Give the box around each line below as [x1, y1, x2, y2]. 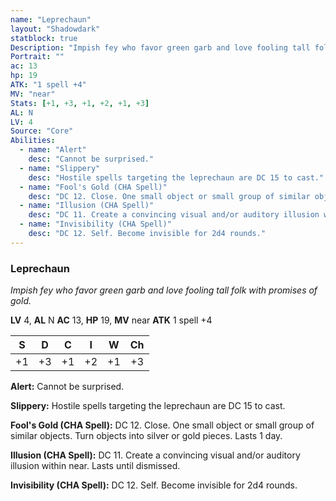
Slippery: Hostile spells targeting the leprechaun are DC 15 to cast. [10, 400, 286, 412]
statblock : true [10, 33, 78, 43]
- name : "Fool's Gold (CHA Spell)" [19, 182, 168, 192]
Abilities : [10, 136, 56, 146]
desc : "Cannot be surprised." [28, 154, 155, 164]
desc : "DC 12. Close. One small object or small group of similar [28, 191, 311, 201]
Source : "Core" [10, 126, 74, 136]
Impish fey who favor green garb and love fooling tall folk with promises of [10, 284, 318, 296]
